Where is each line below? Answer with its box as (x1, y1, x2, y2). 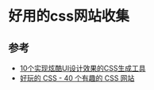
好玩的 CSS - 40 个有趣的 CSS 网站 (19, 73, 135, 83)
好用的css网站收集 (8, 7, 129, 25)
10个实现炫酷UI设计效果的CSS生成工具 (19, 64, 146, 73)
